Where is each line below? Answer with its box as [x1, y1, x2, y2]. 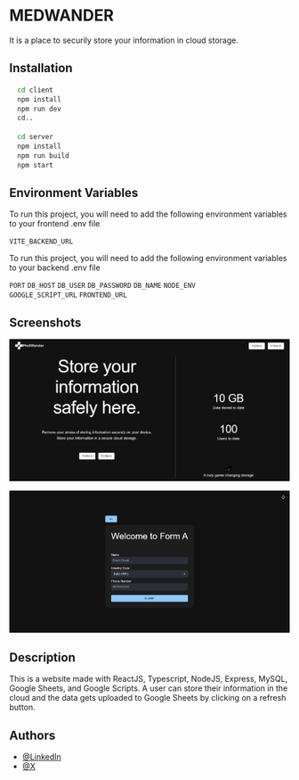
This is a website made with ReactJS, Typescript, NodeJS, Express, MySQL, [9, 674, 288, 685]
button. [9, 702, 36, 713]
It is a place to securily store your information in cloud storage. [9, 35, 238, 45]
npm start [17, 160, 53, 169]
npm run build [17, 151, 69, 160]
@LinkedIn [21, 751, 62, 762]
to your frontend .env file [9, 218, 101, 229]
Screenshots [9, 315, 82, 330]
